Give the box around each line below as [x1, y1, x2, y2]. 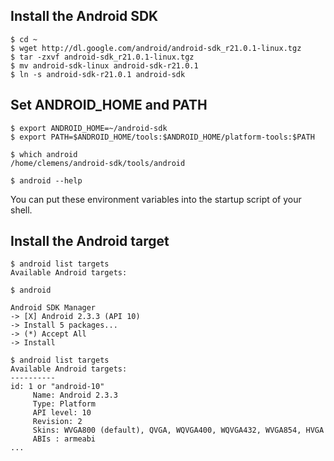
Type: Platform [32, 399, 97, 409]
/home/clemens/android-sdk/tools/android [10, 158, 186, 168]
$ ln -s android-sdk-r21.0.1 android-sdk [10, 69, 186, 79]
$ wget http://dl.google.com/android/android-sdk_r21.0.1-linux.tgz [10, 43, 302, 53]
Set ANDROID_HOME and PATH [10, 97, 208, 114]
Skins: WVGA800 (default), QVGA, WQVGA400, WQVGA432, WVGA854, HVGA [32, 425, 325, 436]
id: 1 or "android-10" [10, 382, 105, 392]
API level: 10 [32, 408, 92, 418]
